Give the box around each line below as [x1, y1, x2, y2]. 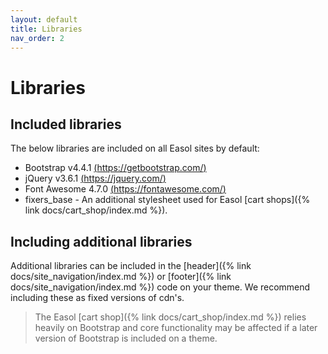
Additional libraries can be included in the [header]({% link [10, 260, 252, 272]
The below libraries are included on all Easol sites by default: [10, 142, 260, 155]
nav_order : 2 [10, 33, 65, 43]
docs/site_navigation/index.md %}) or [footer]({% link [10, 271, 232, 283]
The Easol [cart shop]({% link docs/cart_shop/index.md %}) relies [34, 311, 307, 323]
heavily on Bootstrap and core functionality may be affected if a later [34, 322, 318, 334]
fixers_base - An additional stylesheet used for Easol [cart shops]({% [24, 194, 311, 206]
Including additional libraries [10, 233, 193, 250]
